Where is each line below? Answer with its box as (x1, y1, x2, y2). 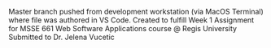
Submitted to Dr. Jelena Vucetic (8, 32, 116, 42)
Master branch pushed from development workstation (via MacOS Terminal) (8, 7, 264, 16)
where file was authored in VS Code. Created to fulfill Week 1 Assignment (8, 15, 255, 25)
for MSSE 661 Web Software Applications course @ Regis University (8, 24, 238, 33)
